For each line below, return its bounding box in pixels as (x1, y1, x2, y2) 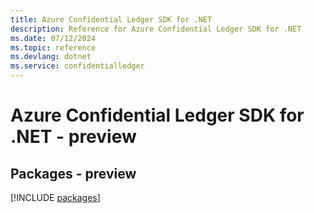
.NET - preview (10, 126, 137, 148)
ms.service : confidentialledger (10, 61, 145, 71)
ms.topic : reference (10, 42, 97, 53)
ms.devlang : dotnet (10, 52, 92, 62)
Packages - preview (10, 165, 137, 182)
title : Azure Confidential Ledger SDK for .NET (10, 14, 213, 25)
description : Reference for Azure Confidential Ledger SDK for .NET (10, 24, 302, 34)
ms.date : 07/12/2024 (10, 33, 97, 43)
